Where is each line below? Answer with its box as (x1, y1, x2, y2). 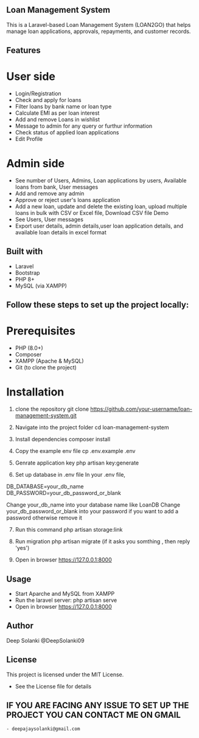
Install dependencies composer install (15, 436, 111, 443)
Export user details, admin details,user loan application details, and (15, 222, 184, 230)
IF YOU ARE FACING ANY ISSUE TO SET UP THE (6, 700, 189, 711)
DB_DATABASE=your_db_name (6, 483, 84, 490)
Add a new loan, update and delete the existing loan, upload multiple (15, 203, 187, 210)
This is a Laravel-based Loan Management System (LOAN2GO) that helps (6, 21, 191, 28)
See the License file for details (15, 682, 92, 690)
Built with (6, 247, 43, 257)
